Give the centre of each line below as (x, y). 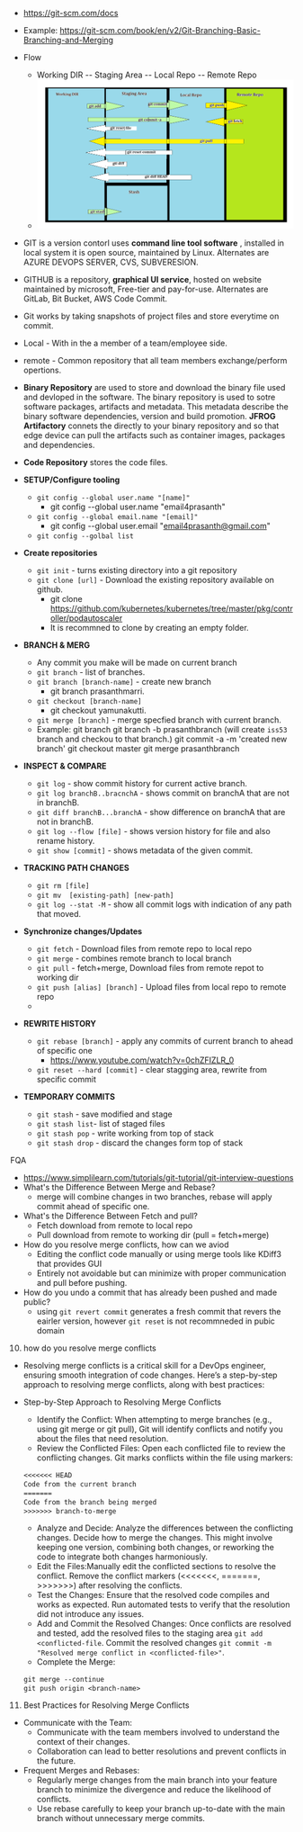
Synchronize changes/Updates (83, 931)
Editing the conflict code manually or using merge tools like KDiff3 (159, 1254)
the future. (56, 1761)
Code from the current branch (80, 1485)
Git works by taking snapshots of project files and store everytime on (151, 316)
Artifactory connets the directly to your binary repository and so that (151, 426)
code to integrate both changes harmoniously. (122, 1557)
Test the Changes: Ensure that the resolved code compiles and (153, 1595)
